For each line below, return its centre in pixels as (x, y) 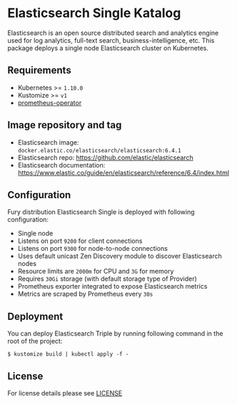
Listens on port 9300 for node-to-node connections (92, 249)
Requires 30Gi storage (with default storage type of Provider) (107, 279)
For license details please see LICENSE (65, 393)
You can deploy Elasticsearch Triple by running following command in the (115, 333)
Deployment (35, 316)
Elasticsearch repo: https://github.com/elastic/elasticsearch (106, 157)
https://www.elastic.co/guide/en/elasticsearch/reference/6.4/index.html (123, 172)
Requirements (39, 70)
